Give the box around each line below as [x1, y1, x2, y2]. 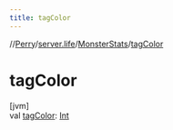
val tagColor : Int [9, 110, 70, 121]
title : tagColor [9, 13, 71, 23]
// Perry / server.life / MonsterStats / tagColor [9, 38, 164, 49]
